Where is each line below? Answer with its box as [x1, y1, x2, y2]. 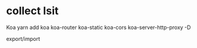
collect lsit [6, 4, 59, 18]
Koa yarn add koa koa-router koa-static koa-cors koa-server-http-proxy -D [6, 24, 191, 31]
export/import [6, 35, 41, 42]
